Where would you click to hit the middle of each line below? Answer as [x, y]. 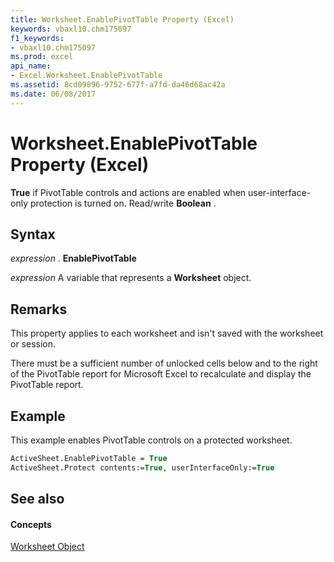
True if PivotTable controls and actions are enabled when [128, 192]
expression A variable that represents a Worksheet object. [131, 278]
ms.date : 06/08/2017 [53, 94]
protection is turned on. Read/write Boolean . [123, 203]
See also [37, 499]
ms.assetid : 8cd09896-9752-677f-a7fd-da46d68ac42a [118, 85]
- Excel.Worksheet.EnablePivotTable [86, 76]
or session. [33, 344]
